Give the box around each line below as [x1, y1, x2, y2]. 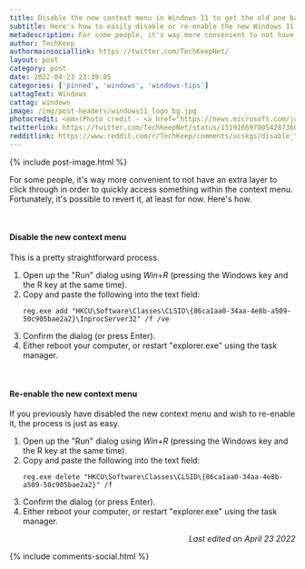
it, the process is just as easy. [9, 418, 121, 429]
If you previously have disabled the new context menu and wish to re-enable [9, 408, 296, 419]
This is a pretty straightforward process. [9, 252, 160, 264]
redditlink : [9, 132, 54, 141]
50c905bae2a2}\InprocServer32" [22, 314, 142, 324]
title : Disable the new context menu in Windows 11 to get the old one [9, 13, 286, 23]
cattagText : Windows [9, 89, 88, 98]
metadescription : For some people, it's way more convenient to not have [9, 30, 295, 39]
